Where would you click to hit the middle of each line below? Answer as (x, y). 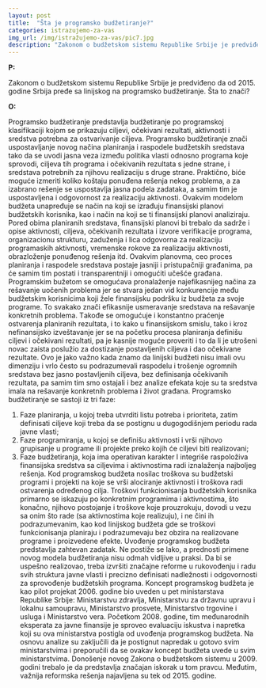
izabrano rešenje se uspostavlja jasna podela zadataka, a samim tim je (123, 189)
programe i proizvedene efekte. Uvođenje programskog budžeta (124, 541)
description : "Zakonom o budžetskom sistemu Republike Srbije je (118, 45)
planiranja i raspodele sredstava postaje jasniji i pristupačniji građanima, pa (131, 265)
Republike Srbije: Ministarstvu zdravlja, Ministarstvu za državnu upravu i (137, 600)
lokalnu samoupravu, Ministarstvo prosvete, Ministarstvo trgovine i (128, 608)
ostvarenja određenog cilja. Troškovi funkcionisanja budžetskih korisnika (138, 491)
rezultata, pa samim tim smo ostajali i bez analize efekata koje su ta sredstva (133, 383)
